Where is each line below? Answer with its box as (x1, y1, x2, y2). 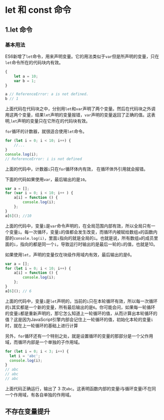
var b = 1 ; (14, 78, 36, 83)
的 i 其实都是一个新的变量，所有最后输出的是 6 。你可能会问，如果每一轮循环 (5, 304, 156, 310)
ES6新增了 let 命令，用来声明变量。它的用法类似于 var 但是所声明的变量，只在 (5, 53, 160, 59)
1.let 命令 (5, 25, 33, 34)
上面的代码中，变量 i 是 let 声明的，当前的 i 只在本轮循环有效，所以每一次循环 (5, 298, 158, 304)
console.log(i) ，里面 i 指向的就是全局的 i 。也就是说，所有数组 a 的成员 (14, 235, 154, 241)
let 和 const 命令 (5, 4, 71, 16)
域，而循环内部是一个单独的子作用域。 (5, 339, 82, 345)
